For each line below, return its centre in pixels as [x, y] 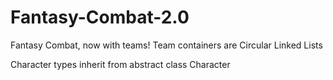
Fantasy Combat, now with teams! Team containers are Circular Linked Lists [166, 45]
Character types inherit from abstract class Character [120, 64]
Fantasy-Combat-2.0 [100, 17]
